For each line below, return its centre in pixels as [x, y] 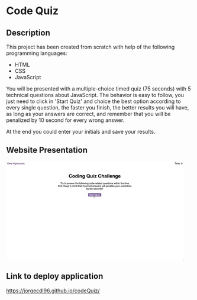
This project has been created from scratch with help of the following [91, 47]
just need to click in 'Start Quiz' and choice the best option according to [94, 101]
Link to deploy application [55, 276]
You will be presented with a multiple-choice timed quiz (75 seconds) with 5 [98, 89]
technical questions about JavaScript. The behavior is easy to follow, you [95, 95]
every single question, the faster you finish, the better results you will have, [98, 107]
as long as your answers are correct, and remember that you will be [88, 114]
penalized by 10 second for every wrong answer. [65, 120]
